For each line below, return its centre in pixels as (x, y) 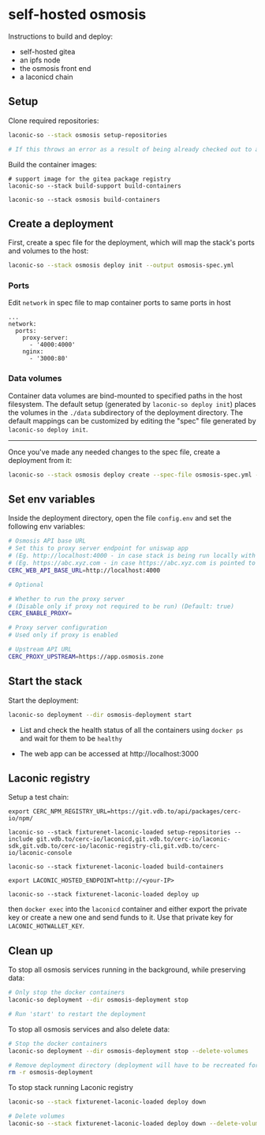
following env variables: (47, 527)
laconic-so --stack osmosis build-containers (84, 200)
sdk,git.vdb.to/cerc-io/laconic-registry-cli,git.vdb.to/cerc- (114, 846)
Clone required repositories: (54, 121)
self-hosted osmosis (77, 15)
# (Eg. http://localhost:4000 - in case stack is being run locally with (132, 556)
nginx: (33, 352)
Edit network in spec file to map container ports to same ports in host (119, 303)
